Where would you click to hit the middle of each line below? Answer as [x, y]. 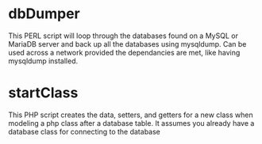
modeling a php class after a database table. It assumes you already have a [131, 123]
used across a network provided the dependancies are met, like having [124, 52]
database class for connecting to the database [85, 131]
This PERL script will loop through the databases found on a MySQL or [123, 36]
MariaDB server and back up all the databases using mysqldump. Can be [127, 44]
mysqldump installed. [43, 61]
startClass [43, 93]
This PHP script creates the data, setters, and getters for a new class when [131, 115]
